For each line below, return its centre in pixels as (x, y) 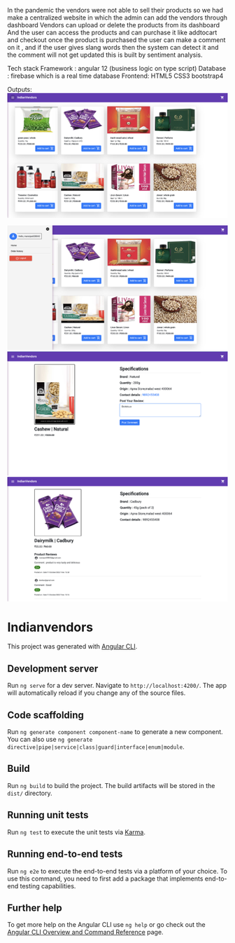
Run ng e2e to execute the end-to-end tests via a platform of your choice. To (117, 871)
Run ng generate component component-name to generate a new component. (115, 732)
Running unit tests (48, 815)
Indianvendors (50, 627)
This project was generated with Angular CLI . (72, 646)
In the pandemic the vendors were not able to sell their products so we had (115, 10)
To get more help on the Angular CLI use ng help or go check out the (106, 925)
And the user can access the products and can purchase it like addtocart (112, 32)
